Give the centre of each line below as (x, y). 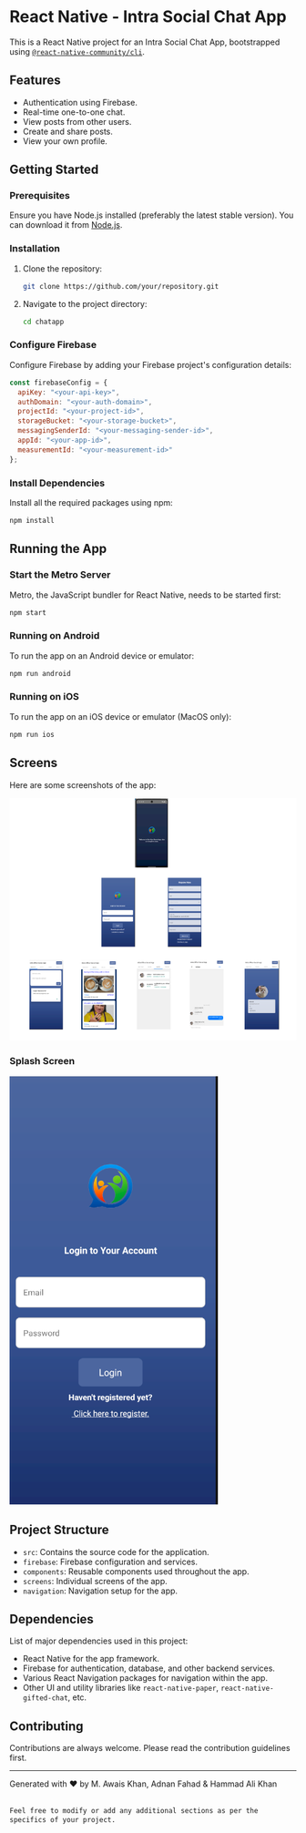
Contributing (46, 1726)
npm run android (40, 673)
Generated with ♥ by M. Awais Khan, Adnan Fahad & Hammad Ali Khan (143, 1784)
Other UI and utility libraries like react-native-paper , (121, 1688)
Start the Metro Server (60, 575)
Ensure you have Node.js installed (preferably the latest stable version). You (152, 215)
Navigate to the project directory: (85, 303)
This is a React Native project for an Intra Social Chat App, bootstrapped (145, 42)
